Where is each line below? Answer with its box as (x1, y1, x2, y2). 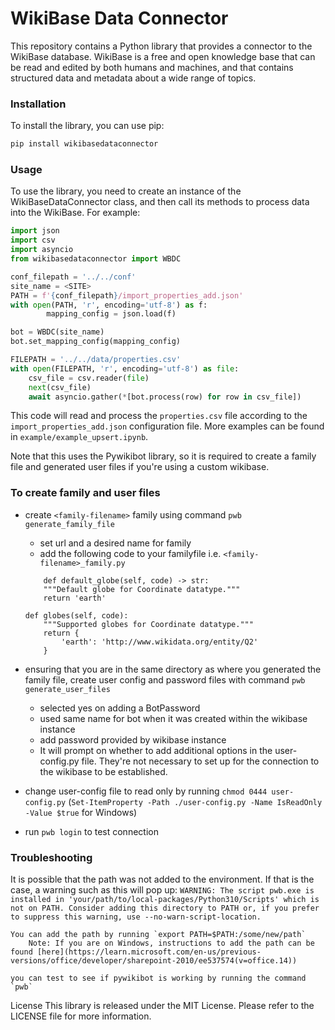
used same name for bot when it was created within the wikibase (39, 712, 308, 724)
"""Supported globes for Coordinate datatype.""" (43, 619, 254, 629)
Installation (10, 97, 67, 111)
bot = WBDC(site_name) (10, 327, 105, 337)
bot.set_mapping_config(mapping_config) (10, 337, 182, 347)
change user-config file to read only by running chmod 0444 (24, 785, 268, 797)
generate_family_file (24, 519, 115, 529)
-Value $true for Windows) (24, 806, 138, 818)
